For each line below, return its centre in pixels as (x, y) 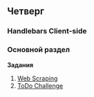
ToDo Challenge (40, 85)
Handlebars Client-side (47, 31)
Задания (20, 64)
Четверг (26, 11)
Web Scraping (37, 78)
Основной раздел (39, 50)
